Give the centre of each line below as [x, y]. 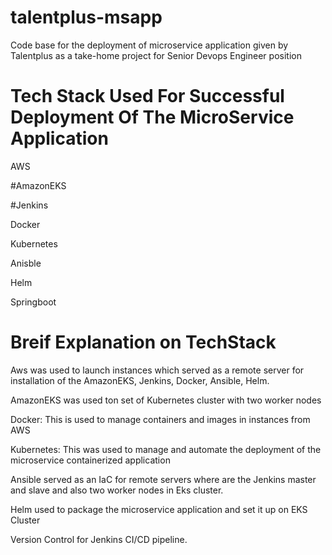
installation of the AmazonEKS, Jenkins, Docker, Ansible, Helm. [140, 380]
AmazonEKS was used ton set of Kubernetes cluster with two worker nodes [166, 400]
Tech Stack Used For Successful [147, 96]
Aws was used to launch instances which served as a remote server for [157, 370]
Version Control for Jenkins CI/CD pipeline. [99, 539]
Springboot [33, 302]
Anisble [26, 263]
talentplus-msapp [86, 17]
